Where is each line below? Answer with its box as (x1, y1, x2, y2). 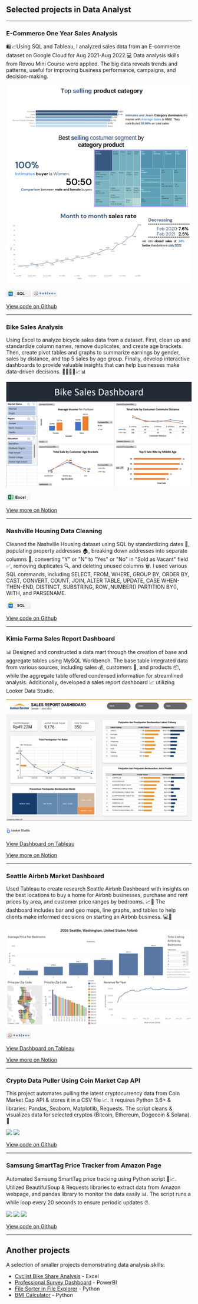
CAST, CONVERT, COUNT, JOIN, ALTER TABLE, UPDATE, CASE (6, 577, 160, 584)
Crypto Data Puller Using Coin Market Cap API (6, 1076, 140, 1085)
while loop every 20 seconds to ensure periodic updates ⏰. (6, 1198, 150, 1206)
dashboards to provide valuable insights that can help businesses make (6, 362, 180, 369)
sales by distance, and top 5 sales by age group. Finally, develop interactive (6, 355, 190, 362)
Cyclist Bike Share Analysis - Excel (14, 1272, 99, 1279)
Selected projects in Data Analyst (6, 5, 131, 15)
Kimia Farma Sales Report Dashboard (6, 635, 115, 643)
